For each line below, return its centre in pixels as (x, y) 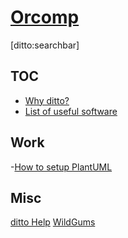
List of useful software (71, 111)
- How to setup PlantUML (61, 167)
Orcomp (45, 17)
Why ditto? (47, 100)
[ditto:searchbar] (45, 45)
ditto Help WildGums (53, 222)
